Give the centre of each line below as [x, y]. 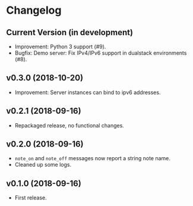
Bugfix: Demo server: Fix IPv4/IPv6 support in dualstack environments [101, 53]
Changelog [34, 10]
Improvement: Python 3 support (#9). [60, 46]
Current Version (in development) [70, 32]
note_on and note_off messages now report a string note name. [93, 158]
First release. [31, 198]
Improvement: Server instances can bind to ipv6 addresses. [88, 92]
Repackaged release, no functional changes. [69, 125]
